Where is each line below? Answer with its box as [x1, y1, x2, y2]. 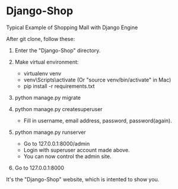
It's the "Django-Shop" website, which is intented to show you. [6, 175, 160, 182]
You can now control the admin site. [23, 153, 112, 160]
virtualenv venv [23, 70, 62, 77]
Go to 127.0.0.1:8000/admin [23, 140, 90, 147]
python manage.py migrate [14, 94, 81, 101]
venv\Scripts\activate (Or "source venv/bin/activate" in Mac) [23, 76, 171, 83]
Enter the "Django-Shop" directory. [14, 46, 101, 54]
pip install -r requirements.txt [23, 82, 95, 90]
